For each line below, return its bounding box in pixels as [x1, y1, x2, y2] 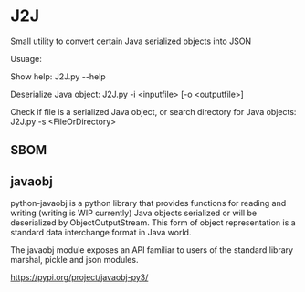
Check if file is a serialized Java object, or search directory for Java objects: [10, 106, 297, 117]
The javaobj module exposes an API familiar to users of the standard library [10, 245, 294, 255]
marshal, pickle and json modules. [10, 255, 139, 266]
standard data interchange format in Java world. [10, 227, 192, 238]
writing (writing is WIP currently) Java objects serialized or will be [10, 207, 258, 219]
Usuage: [10, 53, 42, 64]
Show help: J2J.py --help [10, 70, 106, 82]
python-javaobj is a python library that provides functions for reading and [10, 198, 287, 209]
